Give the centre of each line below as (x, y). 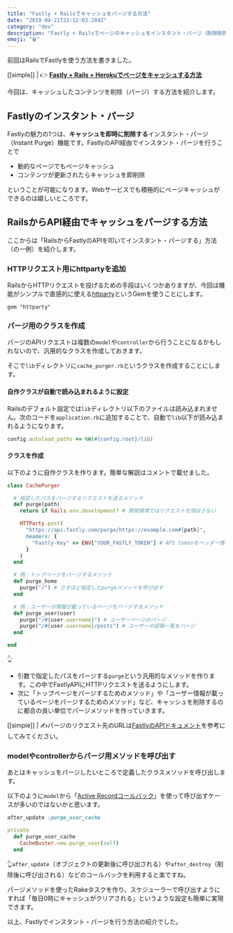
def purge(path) (37, 505)
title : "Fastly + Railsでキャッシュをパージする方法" (79, 14)
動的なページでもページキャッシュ (66, 166)
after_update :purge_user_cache (54, 818)
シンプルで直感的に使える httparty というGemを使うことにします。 (113, 294)
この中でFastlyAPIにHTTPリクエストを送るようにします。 (111, 684)
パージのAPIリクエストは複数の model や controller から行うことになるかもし (114, 342)
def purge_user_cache (45, 837)
